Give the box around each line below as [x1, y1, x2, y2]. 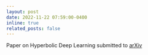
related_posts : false [6, 25, 61, 32]
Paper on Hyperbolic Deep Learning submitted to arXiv [6, 42, 143, 49]
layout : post [6, 8, 39, 15]
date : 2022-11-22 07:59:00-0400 [6, 14, 87, 20]
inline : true [6, 20, 39, 26]
